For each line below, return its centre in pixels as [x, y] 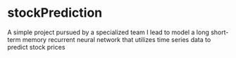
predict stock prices [36, 47]
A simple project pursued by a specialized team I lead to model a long [108, 32]
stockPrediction [55, 13]
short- [219, 32]
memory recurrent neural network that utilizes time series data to [117, 39]
